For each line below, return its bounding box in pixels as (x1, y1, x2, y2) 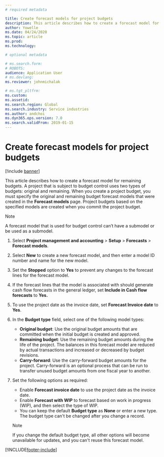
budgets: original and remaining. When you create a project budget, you (5, 188, 151, 194)
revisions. (19, 352, 39, 358)
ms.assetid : (5, 97, 29, 102)
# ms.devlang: (5, 75, 34, 80)
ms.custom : (5, 93, 27, 98)
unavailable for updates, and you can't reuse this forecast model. (12, 437, 144, 443)
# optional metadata (5, 52, 48, 57)
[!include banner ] (5, 168, 40, 174)
